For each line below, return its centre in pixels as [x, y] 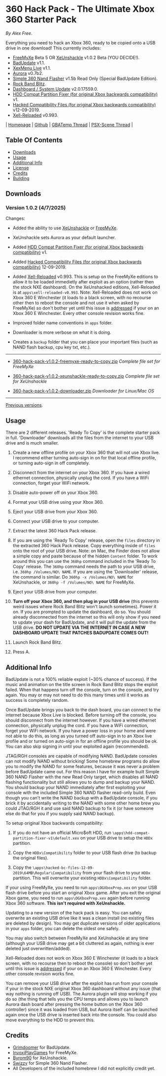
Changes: [15, 218]
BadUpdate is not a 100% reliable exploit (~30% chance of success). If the [81, 679]
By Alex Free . [19, 33]
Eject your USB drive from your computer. [55, 592]
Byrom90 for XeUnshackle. [40, 1058]
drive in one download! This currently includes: [53, 48]
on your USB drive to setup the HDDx [116, 838]
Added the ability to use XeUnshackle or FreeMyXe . [65, 228]
